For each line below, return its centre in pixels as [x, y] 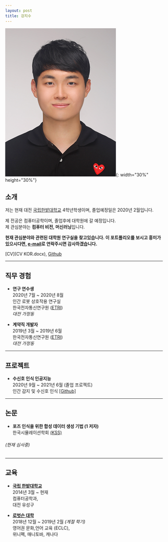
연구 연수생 [23, 289]
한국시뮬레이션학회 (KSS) [37, 432]
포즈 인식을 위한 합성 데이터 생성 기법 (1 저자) [55, 426]
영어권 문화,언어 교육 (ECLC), [41, 528]
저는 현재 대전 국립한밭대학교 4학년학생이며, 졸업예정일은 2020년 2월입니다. [79, 210]
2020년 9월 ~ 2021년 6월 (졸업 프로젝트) [52, 385]
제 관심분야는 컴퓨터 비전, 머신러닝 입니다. [45, 227]
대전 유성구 [23, 504]
